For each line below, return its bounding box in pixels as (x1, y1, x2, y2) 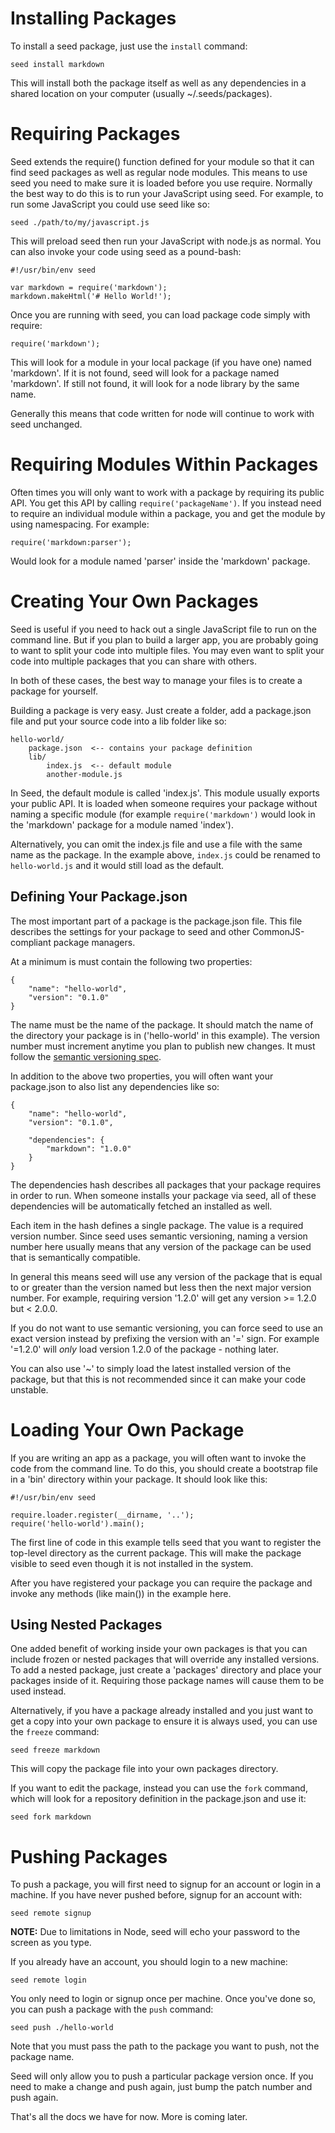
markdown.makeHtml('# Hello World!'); (10, 291, 172, 301)
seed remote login (10, 1975, 87, 1986)
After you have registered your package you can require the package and (10, 1577, 313, 1589)
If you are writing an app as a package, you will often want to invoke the (10, 1452, 307, 1464)
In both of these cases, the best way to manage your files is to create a (10, 674, 303, 686)
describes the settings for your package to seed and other (10, 925, 251, 937)
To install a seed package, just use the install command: (10, 40, 248, 52)
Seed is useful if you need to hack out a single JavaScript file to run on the (10, 623, 318, 635)
